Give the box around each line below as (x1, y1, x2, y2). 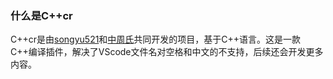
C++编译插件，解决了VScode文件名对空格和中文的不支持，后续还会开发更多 (10, 46, 324, 58)
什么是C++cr (10, 8, 73, 22)
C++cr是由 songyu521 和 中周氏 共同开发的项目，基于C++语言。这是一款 (10, 33, 302, 46)
